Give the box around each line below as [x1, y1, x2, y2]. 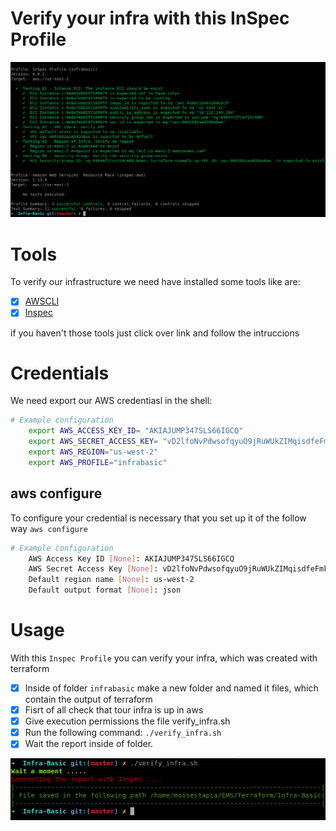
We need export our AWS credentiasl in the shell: [10, 395, 213, 407]
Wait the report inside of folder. [24, 738, 154, 750]
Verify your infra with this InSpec [10, 7, 290, 30]
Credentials [10, 362, 110, 384]
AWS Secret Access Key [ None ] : [28, 564, 159, 574]
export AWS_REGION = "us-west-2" [28, 447, 159, 457]
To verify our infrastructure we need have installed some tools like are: [10, 276, 301, 288]
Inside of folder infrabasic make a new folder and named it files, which [24, 682, 319, 694]
